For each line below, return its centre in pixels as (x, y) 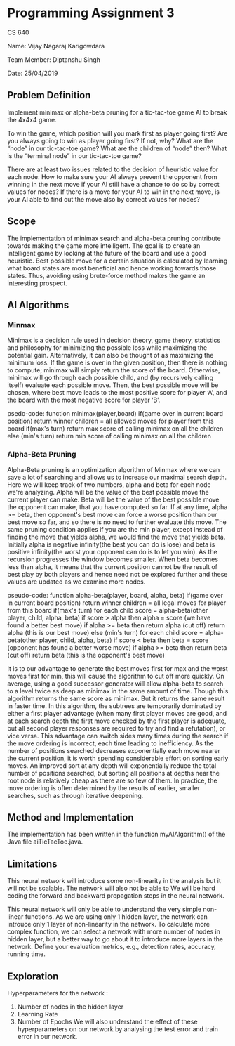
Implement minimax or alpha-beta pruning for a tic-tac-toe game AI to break (117, 112)
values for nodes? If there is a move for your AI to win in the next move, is (113, 192)
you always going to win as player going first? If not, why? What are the (110, 140)
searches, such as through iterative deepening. (75, 795)
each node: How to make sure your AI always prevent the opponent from (112, 176)
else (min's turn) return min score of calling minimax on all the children (109, 436)
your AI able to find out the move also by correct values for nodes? (103, 199)
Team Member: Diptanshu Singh (54, 59)
